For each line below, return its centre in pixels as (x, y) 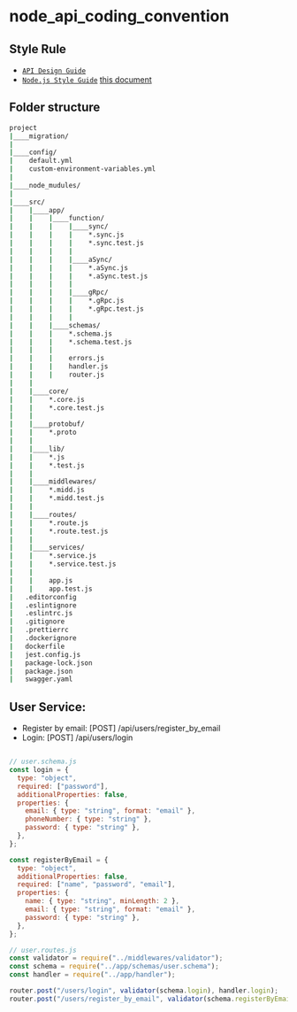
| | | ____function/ (57, 219)
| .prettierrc (39, 630)
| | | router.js (57, 375)
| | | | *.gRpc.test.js (76, 309)
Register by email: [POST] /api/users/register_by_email (121, 729)
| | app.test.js (51, 589)
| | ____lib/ (37, 449)
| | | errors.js (57, 359)
